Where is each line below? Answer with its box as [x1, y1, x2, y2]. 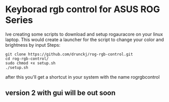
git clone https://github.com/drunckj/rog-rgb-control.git [5, 52, 133, 57]
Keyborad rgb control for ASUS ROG [5, 4, 160, 15]
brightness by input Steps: [5, 42, 61, 48]
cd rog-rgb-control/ [5, 56, 49, 61]
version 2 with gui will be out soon [5, 89, 116, 97]
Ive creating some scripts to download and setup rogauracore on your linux [5, 31, 163, 37]
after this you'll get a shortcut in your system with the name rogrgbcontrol [5, 74, 160, 80]
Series [5, 14, 33, 26]
